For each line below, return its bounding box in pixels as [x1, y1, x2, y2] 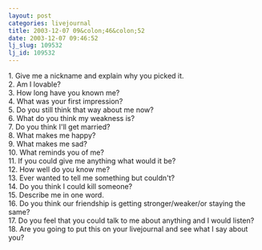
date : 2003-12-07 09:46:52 [8, 34, 99, 42]
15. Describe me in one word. [8, 190, 104, 200]
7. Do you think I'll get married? [8, 122, 111, 131]
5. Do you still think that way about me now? [8, 105, 154, 115]
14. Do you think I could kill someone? [8, 182, 133, 191]
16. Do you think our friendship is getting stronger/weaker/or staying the [8, 199, 246, 208]
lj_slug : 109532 [8, 42, 62, 50]
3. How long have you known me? [8, 88, 120, 97]
